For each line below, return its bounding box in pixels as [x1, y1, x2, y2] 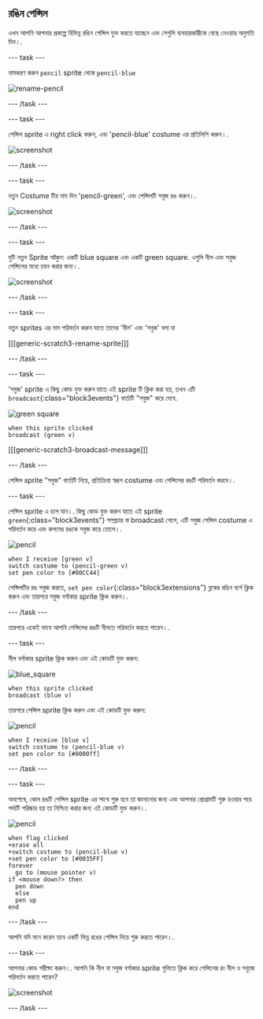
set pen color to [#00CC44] [8, 569, 101, 576]
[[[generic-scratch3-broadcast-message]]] [8, 445, 148, 454]
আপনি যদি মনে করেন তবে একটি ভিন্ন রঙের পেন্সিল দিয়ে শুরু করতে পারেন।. [8, 932, 175, 941]
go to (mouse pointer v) [15, 869, 97, 876]
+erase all [8, 841, 44, 849]
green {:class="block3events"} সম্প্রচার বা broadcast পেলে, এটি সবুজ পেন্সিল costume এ [8, 515, 254, 524]
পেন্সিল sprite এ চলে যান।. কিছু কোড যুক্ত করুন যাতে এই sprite [8, 506, 163, 516]
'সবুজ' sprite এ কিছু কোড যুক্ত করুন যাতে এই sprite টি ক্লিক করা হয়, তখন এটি [8, 384, 195, 394]
